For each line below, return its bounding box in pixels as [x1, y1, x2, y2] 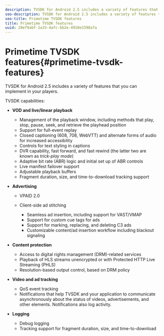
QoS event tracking [19, 286, 59, 292]
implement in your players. [5, 88, 59, 94]
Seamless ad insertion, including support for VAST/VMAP [26, 212, 142, 218]
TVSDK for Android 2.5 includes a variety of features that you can [5, 84, 137, 89]
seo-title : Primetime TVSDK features [5, 16, 82, 21]
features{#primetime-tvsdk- [5, 57, 123, 68]
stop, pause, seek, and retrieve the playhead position [19, 122, 126, 128]
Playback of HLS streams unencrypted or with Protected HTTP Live [19, 257, 155, 263]
